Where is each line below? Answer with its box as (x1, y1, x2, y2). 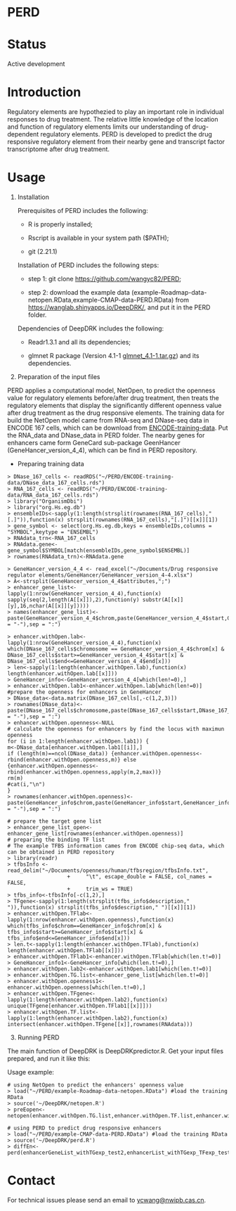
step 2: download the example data (27, 288, 130, 296)
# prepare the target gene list (7, 818, 102, 825)
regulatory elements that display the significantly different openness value (7, 402, 222, 409)
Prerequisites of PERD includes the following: (17, 207, 149, 214)
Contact (7, 1172, 55, 1188)
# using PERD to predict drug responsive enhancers (7, 1124, 162, 1132)
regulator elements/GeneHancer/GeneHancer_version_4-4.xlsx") (7, 572, 193, 579)
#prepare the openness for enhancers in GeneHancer (7, 688, 162, 696)
